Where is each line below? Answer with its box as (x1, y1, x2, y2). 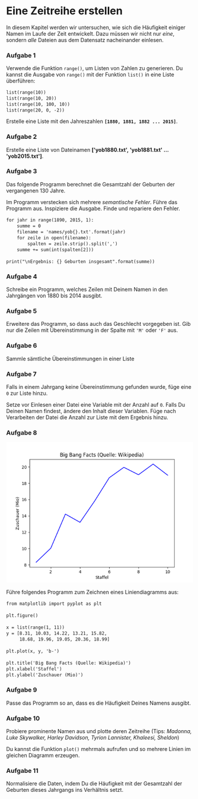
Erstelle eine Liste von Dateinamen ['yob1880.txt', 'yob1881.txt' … (6, 146, 169, 153)
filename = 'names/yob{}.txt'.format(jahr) (17, 229, 126, 235)
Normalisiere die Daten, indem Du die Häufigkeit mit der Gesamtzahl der (6, 780, 183, 787)
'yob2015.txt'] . (6, 153, 44, 160)
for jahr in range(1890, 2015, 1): (6, 217, 94, 223)
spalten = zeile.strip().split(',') (27, 240, 118, 247)
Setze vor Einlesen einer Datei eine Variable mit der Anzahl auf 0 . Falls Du (6, 401, 186, 408)
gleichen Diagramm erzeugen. (6, 752, 80, 759)
